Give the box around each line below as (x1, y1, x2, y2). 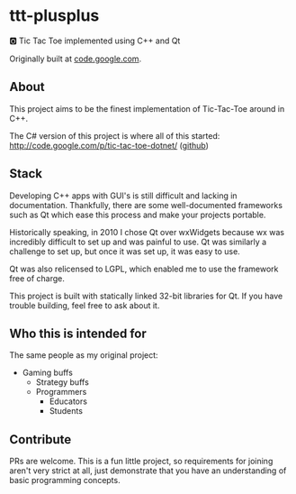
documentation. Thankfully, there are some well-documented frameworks (9, 199, 283, 210)
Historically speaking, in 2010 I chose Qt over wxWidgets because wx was (9, 226, 285, 237)
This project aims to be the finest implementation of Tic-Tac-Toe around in (9, 103, 285, 114)
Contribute (9, 432, 72, 447)
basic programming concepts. (9, 475, 121, 486)
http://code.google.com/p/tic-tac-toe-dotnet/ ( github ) (9, 140, 210, 151)
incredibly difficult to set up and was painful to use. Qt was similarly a (9, 236, 267, 247)
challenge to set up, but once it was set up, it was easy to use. (9, 245, 240, 257)
